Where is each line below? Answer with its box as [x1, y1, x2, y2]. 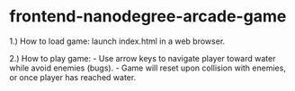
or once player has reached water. [9, 71, 137, 82]
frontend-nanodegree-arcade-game [9, 6, 287, 27]
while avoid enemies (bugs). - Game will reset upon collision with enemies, [9, 62, 286, 73]
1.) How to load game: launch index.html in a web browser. [9, 36, 226, 46]
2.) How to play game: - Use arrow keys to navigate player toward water [9, 53, 276, 63]
